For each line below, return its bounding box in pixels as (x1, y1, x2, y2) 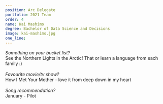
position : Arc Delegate (5, 7, 56, 13)
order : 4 (5, 17, 24, 22)
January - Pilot (5, 92, 37, 99)
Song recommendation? (5, 87, 56, 93)
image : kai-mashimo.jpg (5, 31, 56, 36)
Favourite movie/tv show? (5, 71, 59, 77)
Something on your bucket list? (5, 49, 70, 56)
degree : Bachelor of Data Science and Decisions (5, 26, 110, 31)
